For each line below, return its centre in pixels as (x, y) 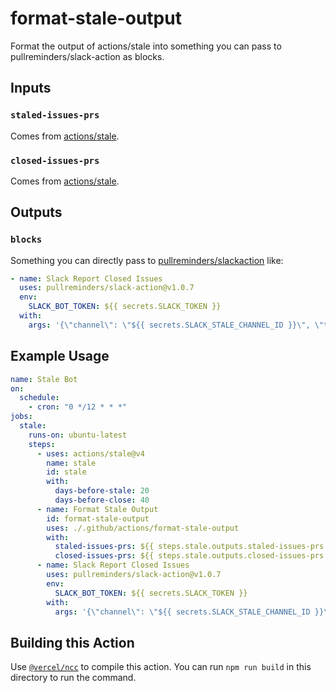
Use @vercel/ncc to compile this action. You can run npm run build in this (161, 667)
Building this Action (72, 642)
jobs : (21, 417)
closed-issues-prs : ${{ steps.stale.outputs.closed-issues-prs (189, 556)
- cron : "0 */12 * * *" (78, 407)
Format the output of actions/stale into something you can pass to (146, 46)
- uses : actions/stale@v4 (90, 453)
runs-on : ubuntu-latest (78, 435)
